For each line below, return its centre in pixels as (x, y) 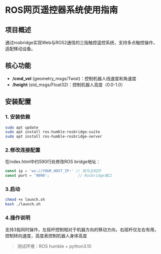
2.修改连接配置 (23, 150)
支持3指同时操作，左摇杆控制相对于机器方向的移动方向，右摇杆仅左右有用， (82, 229)
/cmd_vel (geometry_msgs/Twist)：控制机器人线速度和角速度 (74, 78)
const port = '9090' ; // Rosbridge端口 (58, 176)
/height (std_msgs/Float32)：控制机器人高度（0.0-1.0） (69, 85)
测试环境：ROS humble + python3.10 (54, 246)
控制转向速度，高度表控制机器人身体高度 (46, 236)
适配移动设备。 (20, 49)
